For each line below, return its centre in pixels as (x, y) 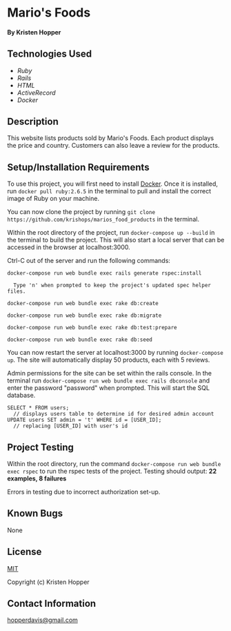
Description (33, 121)
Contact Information (52, 604)
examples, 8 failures (37, 478)
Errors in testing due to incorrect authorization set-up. (84, 492)
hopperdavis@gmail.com (42, 620)
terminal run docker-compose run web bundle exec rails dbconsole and (109, 380)
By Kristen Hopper (34, 32)
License (24, 552)
